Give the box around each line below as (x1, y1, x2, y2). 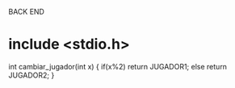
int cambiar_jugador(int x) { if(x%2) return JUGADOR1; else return (8, 61, 228, 71)
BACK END (8, 7, 44, 16)
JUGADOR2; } (8, 70, 55, 80)
